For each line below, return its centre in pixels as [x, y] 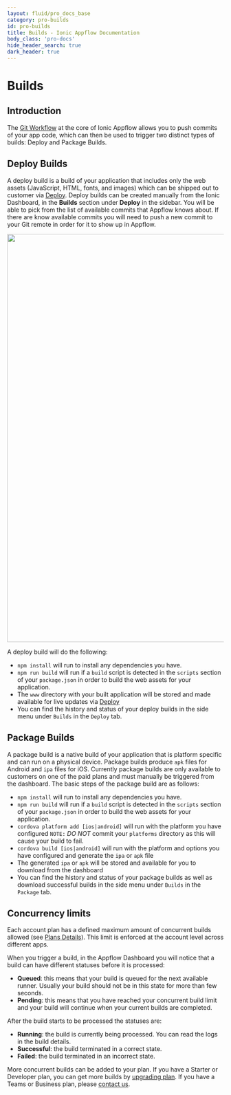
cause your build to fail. [50, 841]
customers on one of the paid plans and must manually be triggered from [111, 776]
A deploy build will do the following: [57, 652]
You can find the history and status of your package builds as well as [115, 877]
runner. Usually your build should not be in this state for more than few [117, 986]
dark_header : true [33, 52]
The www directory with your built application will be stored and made [114, 694]
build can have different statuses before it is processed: [86, 965]
